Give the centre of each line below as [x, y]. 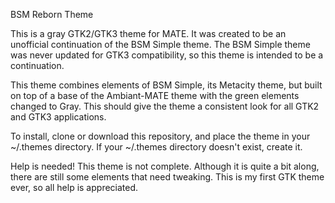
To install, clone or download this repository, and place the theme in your [160, 136]
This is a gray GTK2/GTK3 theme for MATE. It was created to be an [148, 33]
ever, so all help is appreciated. [74, 187]
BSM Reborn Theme [52, 14]
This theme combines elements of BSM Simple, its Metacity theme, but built [166, 85]
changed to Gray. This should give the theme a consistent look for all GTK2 [165, 106]
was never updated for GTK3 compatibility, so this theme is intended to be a [167, 55]
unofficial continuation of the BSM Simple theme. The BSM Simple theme [160, 44]
